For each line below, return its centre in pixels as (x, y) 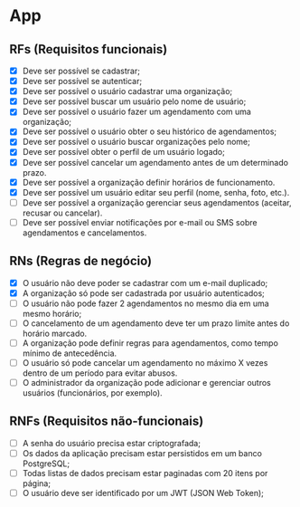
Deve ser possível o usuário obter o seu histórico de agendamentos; (150, 131)
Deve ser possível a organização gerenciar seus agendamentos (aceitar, (157, 202)
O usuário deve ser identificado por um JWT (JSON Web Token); (143, 493)
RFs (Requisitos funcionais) (89, 49)
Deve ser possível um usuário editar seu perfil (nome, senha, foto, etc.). (156, 192)
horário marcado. (55, 333)
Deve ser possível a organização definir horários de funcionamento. (149, 182)
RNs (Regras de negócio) (80, 261)
